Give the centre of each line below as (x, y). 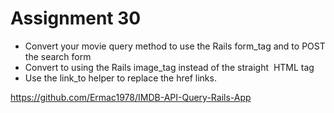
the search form (58, 56)
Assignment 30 (76, 18)
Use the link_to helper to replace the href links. (120, 78)
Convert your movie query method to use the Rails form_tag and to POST (175, 46)
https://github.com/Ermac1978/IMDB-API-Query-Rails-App (131, 97)
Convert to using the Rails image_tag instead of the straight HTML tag (169, 67)
